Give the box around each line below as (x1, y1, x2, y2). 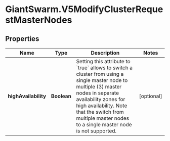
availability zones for (76, 96, 125, 103)
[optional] (139, 92, 162, 100)
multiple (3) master (76, 83, 122, 90)
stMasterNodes (5, 14, 72, 26)
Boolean (51, 92, 72, 100)
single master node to (76, 77, 128, 84)
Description (91, 50, 120, 56)
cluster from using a (76, 71, 124, 77)
